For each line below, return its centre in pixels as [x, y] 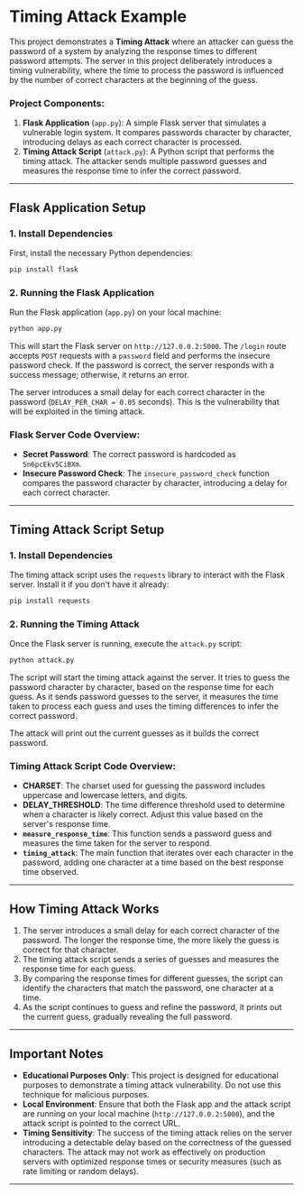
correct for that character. [70, 950]
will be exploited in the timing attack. [78, 411]
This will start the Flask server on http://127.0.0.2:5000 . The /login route [148, 345]
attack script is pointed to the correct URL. [101, 1123]
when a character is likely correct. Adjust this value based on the [142, 814]
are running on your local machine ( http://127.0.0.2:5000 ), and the [148, 1113]
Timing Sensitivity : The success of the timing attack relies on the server [157, 1133]
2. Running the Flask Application [82, 292]
